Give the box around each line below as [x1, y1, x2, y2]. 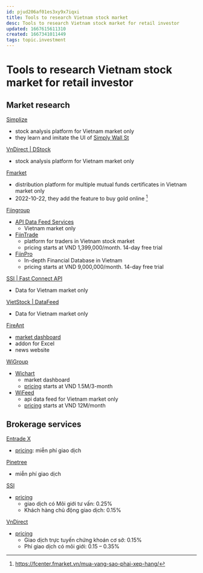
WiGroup [6, 358, 28, 365]
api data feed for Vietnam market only [24, 395, 118, 403]
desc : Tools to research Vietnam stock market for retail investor [6, 20, 180, 26]
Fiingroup [6, 206, 30, 213]
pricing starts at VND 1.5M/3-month [24, 382, 113, 390]
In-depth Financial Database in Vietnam [24, 256, 123, 264]
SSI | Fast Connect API [6, 274, 63, 282]
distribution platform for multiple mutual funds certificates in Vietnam [14, 181, 187, 188]
